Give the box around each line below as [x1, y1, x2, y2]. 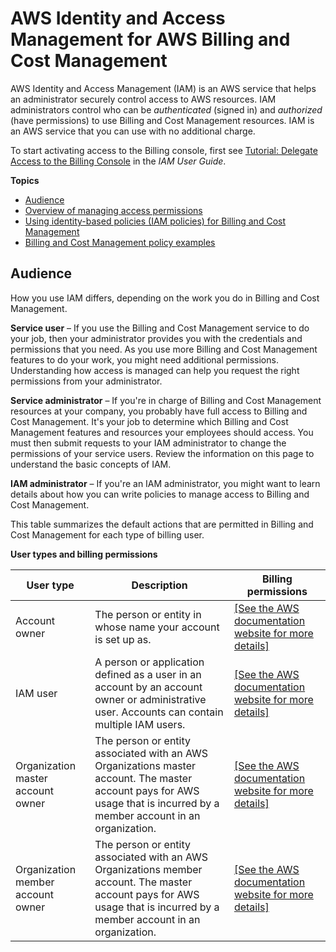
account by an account [94, 680, 203, 694]
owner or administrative [94, 692, 207, 706]
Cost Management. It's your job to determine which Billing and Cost [10, 415, 289, 427]
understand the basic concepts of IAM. [10, 458, 172, 470]
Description [131, 578, 188, 592]
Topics [10, 174, 40, 186]
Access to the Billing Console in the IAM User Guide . [10, 155, 227, 167]
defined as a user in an [94, 667, 202, 681]
